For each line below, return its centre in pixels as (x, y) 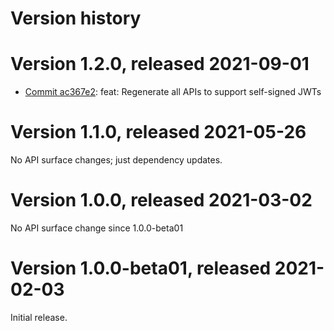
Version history (76, 18)
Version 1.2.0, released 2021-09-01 (160, 64)
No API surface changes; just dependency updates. (116, 160)
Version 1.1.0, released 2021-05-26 (158, 132)
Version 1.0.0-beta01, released (141, 268)
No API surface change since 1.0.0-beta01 (97, 228)
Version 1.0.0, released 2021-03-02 (161, 200)
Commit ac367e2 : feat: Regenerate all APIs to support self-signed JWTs (173, 92)
